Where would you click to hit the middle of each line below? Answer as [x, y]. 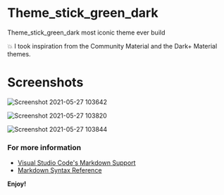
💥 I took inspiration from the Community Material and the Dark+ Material [112, 46]
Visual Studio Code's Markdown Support [76, 163]
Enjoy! [17, 184]
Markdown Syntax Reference [60, 170]
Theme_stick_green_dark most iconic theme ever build [86, 32]
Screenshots [45, 83]
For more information [44, 147]
